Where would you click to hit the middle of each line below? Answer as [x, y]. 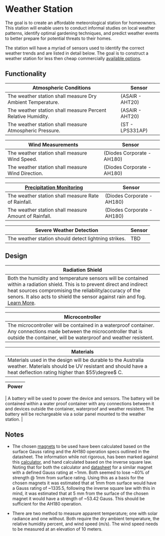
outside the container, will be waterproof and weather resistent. [81, 337]
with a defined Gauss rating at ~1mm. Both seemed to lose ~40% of [81, 473]
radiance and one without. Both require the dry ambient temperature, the [86, 519]
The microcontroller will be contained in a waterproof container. [81, 325]
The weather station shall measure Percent [57, 110]
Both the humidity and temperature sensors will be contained [78, 278]
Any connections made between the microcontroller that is [75, 331]
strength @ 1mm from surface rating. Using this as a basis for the [78, 478]
